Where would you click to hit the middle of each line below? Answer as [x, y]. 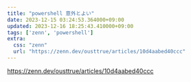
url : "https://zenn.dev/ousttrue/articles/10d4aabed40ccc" [100, 52]
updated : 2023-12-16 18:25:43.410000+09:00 [70, 26]
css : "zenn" [31, 45]
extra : [16, 39]
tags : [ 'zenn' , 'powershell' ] [50, 32]
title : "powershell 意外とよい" [51, 13]
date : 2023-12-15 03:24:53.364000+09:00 [66, 20]
